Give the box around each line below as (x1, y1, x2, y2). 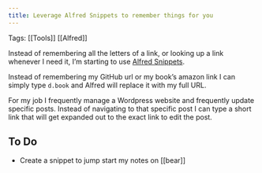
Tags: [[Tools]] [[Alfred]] (8, 33, 88, 42)
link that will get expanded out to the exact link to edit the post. (8, 112, 213, 122)
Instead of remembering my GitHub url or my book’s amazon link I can (8, 72, 236, 81)
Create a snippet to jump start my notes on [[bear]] (19, 156, 186, 165)
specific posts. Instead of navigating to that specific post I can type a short (8, 104, 252, 113)
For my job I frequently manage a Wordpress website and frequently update (8, 95, 255, 105)
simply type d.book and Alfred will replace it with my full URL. (8, 80, 207, 90)
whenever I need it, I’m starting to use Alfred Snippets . (8, 57, 185, 66)
